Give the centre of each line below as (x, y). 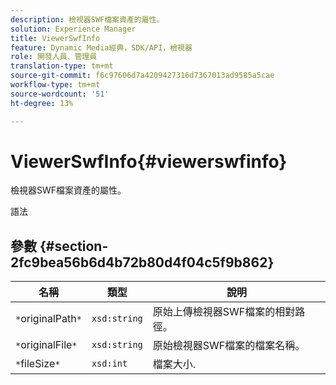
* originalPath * (48, 319)
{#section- (74, 246)
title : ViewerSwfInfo (55, 38)
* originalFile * (46, 345)
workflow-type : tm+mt (55, 85)
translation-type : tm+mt (62, 66)
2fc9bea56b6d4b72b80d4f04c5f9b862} (142, 262)
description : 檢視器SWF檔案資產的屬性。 (87, 19)
